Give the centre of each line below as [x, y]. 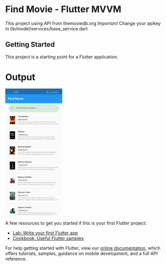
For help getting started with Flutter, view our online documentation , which [83, 248]
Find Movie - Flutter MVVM [63, 9]
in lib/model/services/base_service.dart [47, 28]
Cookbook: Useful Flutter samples [48, 238]
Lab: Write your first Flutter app [45, 233]
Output [20, 77]
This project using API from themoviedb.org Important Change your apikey [83, 23]
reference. [16, 258]
